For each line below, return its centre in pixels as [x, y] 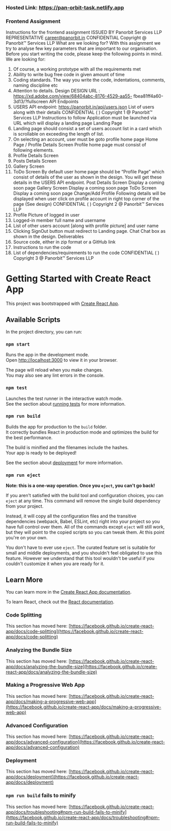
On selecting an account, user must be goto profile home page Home [85, 139]
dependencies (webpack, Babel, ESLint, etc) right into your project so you [83, 521]
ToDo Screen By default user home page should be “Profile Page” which [89, 172]
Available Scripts [33, 319]
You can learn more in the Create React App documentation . [69, 592]
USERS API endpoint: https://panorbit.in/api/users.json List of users [83, 107]
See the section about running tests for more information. [66, 404]
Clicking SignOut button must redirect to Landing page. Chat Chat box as [89, 231]
